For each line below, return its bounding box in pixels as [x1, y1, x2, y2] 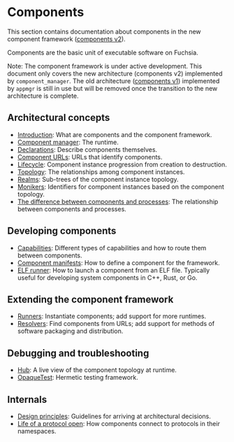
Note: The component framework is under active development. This [7, 62, 203, 70]
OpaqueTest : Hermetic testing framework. [17, 373, 138, 382]
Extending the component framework [7, 293, 174, 305]
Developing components [7, 225, 117, 237]
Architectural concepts [7, 112, 110, 124]
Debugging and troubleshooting [7, 347, 149, 359]
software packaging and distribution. [17, 327, 124, 336]
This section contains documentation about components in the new [7, 27, 201, 36]
